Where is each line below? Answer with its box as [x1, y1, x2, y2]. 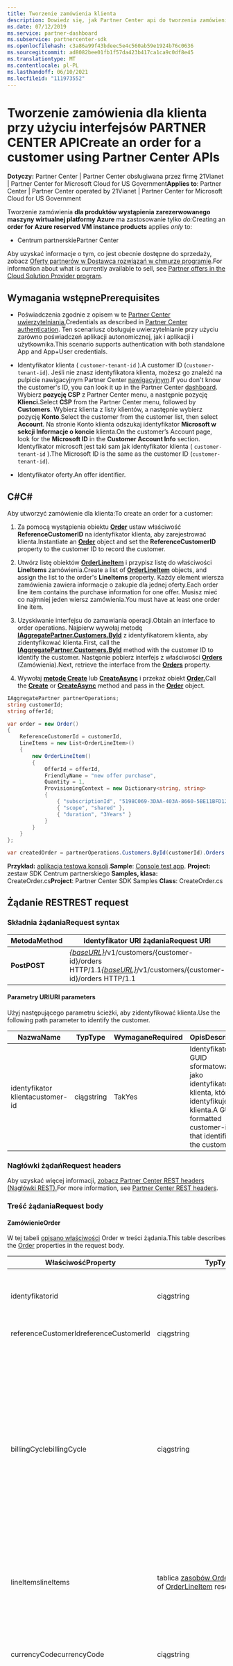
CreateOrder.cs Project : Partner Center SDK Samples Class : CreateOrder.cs [7, 877, 223, 885]
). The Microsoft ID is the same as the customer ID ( [47, 450, 193, 458]
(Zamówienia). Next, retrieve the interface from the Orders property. [17, 660, 212, 669]
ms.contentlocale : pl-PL [7, 62, 79, 69]
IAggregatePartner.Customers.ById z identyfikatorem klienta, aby [17, 630, 208, 639]
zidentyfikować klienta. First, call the [17, 638, 121, 646]
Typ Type [76, 1032, 106, 1042]
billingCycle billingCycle [10, 1445, 87, 1454]
